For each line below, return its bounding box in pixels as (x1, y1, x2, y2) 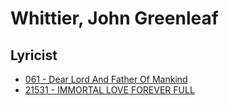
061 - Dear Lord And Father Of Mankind (24, 73, 188, 85)
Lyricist (10, 47, 58, 64)
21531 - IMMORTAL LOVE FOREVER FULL (24, 84, 195, 96)
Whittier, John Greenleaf (10, 7, 219, 30)
